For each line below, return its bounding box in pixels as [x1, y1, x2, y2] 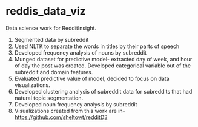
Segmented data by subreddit [14, 36, 89, 43]
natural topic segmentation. [14, 94, 83, 101]
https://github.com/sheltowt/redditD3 [14, 114, 108, 121]
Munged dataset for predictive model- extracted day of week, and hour [14, 55, 193, 63]
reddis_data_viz [5, 4, 86, 18]
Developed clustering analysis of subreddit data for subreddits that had [14, 88, 193, 95]
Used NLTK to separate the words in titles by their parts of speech [14, 43, 180, 50]
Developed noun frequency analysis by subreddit [14, 100, 137, 108]
